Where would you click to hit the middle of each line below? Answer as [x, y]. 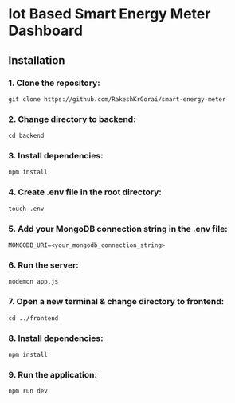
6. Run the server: [44, 265]
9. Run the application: [53, 374]
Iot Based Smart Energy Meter [110, 14]
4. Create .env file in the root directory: [85, 192]
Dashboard [46, 31]
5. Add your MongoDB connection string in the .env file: [118, 229]
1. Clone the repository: [55, 83]
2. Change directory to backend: [72, 119]
